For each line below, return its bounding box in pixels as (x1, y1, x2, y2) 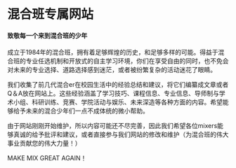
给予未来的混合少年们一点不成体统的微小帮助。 (13, 106, 149, 115)
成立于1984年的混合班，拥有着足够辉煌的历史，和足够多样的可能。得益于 (7, 48, 219, 57)
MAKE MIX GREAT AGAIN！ (7, 154, 87, 162)
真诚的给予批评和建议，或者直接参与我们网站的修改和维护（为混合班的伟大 (13, 130, 229, 139)
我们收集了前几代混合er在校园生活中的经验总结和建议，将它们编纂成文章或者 (7, 80, 229, 89)
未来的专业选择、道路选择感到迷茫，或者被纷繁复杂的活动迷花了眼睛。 (13, 66, 216, 74)
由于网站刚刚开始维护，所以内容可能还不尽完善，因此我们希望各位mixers (7, 122, 218, 130)
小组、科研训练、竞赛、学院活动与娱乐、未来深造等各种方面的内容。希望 (13, 98, 223, 106)
